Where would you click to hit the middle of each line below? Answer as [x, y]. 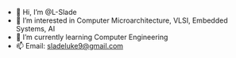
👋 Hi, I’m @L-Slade [46, 12]
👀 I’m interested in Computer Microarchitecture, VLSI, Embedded [122, 20]
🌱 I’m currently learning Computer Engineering [92, 37]
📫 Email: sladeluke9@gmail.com [70, 46]
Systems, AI [35, 29]
